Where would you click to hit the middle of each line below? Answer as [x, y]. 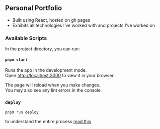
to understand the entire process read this [48, 121]
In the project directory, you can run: [42, 49]
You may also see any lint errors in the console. [53, 90]
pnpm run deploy [22, 112]
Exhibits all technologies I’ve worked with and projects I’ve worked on [83, 25]
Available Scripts [26, 38]
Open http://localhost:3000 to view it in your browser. [60, 76]
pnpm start [16, 60]
